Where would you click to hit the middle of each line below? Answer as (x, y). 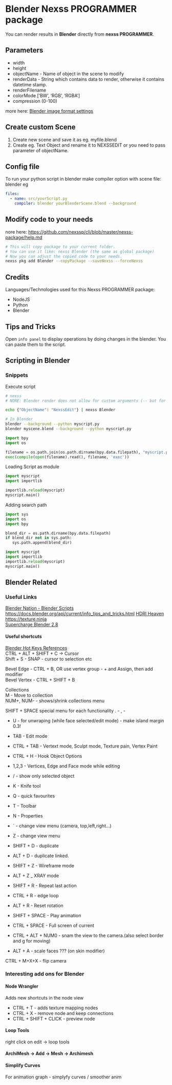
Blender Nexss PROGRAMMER (71, 9)
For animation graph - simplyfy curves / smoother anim (63, 1077)
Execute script (20, 386)
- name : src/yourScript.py (39, 199)
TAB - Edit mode (30, 736)
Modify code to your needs (49, 219)
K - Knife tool (27, 786)
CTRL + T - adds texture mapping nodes (55, 1008)
